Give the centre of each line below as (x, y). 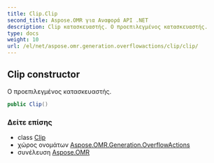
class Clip (31, 137)
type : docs (23, 33)
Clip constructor (44, 75)
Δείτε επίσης (30, 122)
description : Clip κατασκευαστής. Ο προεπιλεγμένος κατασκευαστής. (108, 27)
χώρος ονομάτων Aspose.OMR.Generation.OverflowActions (104, 145)
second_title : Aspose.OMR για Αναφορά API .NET (78, 20)
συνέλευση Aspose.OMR (53, 152)
